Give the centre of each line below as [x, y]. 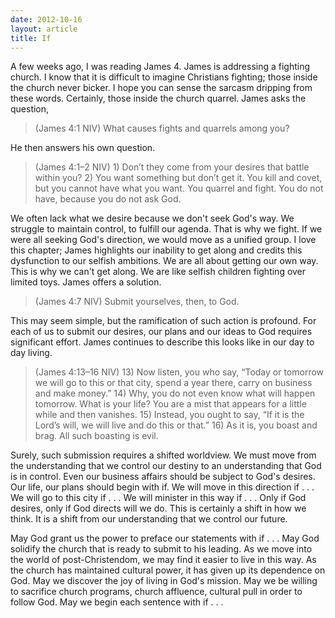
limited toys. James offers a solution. [86, 282]
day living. [31, 353]
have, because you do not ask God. [108, 199]
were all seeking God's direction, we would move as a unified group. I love [163, 240]
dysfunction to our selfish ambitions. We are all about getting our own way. [164, 261]
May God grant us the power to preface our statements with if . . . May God [165, 538]
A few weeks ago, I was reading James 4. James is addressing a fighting [160, 67]
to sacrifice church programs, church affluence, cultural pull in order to [156, 592]
